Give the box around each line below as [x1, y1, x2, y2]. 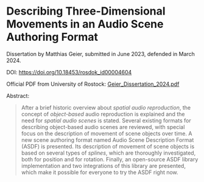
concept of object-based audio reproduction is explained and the [21, 110, 185, 117]
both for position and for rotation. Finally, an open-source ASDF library [21, 155, 199, 163]
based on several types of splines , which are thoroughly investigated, [21, 149, 196, 156]
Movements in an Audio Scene [6, 17, 164, 31]
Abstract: [6, 92, 29, 99]
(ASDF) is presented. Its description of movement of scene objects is [21, 142, 195, 150]
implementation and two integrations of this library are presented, [21, 162, 186, 169]
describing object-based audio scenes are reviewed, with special [21, 123, 185, 130]
